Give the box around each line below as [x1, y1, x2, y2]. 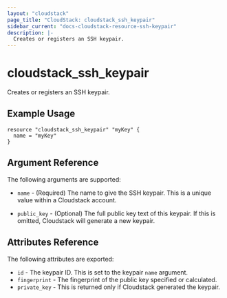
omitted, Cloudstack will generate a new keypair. [17, 216, 155, 224]
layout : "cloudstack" [7, 10, 69, 17]
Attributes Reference [7, 237, 99, 248]
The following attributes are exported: [7, 255, 114, 263]
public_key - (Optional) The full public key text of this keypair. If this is [17, 209, 216, 217]
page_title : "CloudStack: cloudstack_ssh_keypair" [7, 17, 155, 23]
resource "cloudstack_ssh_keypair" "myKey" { [7, 126, 140, 133]
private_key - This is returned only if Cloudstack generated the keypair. [17, 283, 220, 291]
